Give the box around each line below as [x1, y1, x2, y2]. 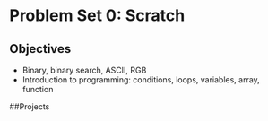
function [22, 84, 54, 94]
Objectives [9, 41, 72, 56]
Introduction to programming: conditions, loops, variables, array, [22, 74, 260, 85]
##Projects [9, 101, 50, 112]
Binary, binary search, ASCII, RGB [22, 65, 147, 75]
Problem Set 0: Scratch [9, 5, 186, 26]
